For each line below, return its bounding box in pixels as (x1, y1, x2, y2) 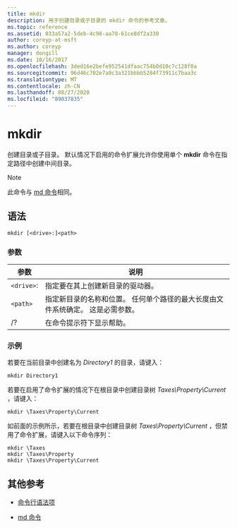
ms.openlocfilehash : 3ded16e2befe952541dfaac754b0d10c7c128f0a (7, 63, 197, 70)
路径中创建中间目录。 (13, 159, 75, 167)
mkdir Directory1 (7, 372, 59, 380)
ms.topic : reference (7, 23, 68, 30)
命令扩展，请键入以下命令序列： (19, 431, 113, 439)
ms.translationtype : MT (7, 76, 78, 83)
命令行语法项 (17, 498, 55, 507)
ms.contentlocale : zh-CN (7, 83, 80, 90)
